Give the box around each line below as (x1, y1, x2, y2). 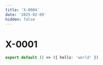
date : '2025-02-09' (5, 12, 47, 17)
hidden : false (5, 17, 36, 22)
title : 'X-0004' (5, 7, 40, 13)
